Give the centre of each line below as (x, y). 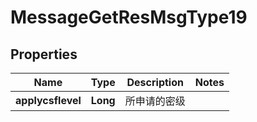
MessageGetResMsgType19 (129, 17)
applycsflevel (48, 100)
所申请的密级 (155, 101)
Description (155, 82)
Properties (44, 54)
